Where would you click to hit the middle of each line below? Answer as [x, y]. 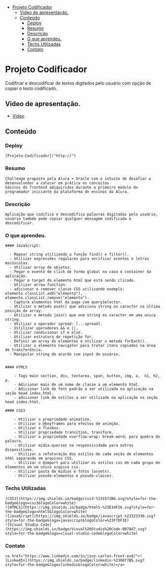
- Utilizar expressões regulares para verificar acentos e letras [79, 259]
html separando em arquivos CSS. [40, 458]
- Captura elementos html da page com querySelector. [66, 302]
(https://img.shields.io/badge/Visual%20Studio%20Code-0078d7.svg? [76, 529]
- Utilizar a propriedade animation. [53, 419]
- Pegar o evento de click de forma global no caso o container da [81, 272]
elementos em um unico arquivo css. [43, 467]
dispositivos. [20, 450]
